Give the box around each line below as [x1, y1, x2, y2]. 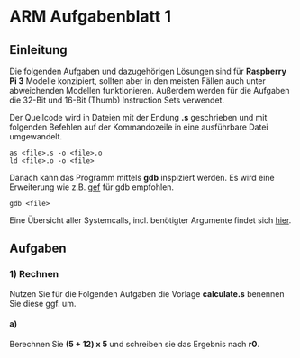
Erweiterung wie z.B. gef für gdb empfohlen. [9, 182, 174, 192]
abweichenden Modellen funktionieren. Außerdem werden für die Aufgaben [9, 85, 290, 95]
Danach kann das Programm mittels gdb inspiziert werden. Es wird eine [9, 173, 275, 183]
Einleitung [9, 42, 68, 58]
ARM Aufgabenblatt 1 [9, 6, 171, 27]
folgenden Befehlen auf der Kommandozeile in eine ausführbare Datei [9, 121, 268, 132]
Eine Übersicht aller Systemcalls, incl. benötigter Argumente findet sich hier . [9, 215, 292, 226]
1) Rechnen [9, 268, 59, 281]
